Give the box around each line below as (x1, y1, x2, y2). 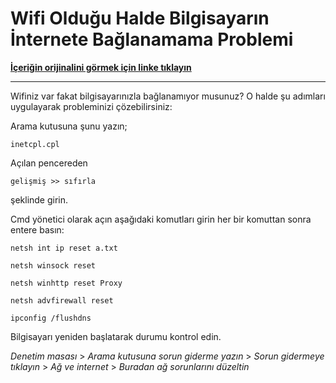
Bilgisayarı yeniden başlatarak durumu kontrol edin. (10, 330, 222, 342)
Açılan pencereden (10, 157, 88, 169)
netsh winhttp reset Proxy (10, 278, 123, 288)
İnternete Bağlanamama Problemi (10, 28, 294, 51)
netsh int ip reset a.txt (10, 243, 118, 253)
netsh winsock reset (10, 260, 97, 271)
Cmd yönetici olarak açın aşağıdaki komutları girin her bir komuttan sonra (10, 213, 312, 225)
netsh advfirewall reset (10, 295, 114, 306)
